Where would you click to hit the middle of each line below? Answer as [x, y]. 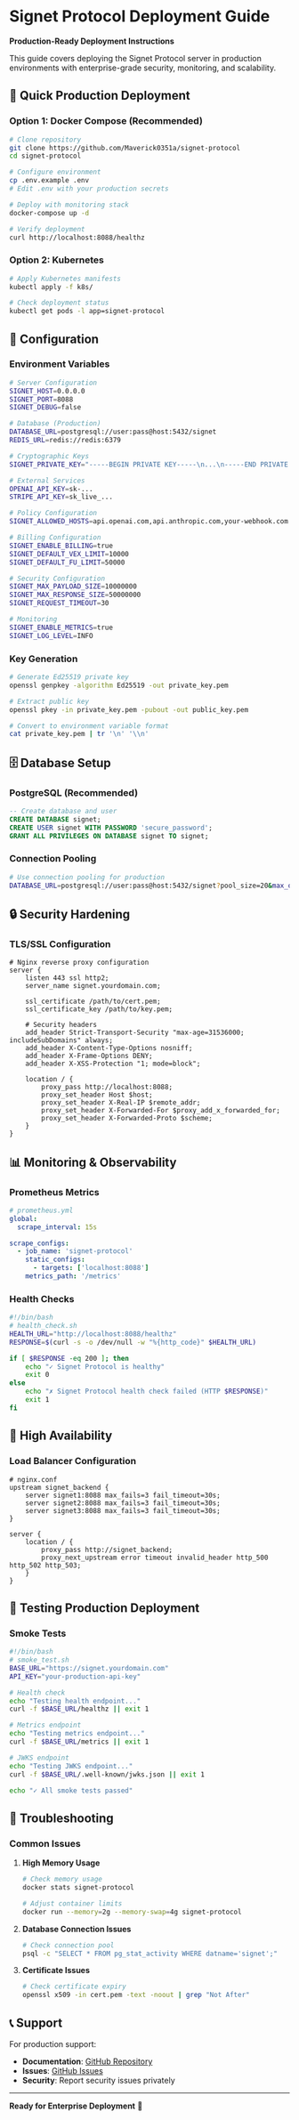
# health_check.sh [43, 1326]
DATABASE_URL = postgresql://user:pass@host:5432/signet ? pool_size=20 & [141, 886]
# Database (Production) [55, 424]
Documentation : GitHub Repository [87, 2061]
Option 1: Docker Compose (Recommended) [106, 121]
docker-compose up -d [49, 213]
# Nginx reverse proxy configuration [79, 963]
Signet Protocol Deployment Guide [140, 16]
